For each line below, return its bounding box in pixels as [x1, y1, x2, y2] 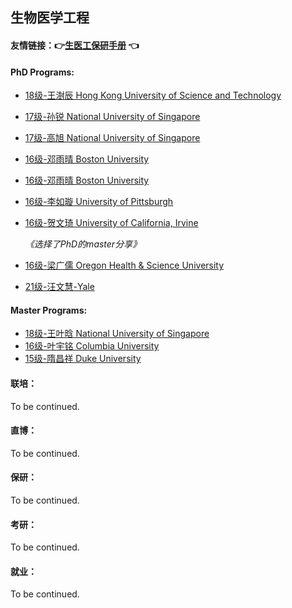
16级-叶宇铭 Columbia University [24, 340, 160, 352]
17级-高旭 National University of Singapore [24, 132, 201, 144]
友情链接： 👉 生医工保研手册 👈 [10, 39, 140, 51]
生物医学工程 [10, 9, 90, 27]
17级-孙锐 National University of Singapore [24, 111, 201, 123]
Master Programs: [10, 304, 88, 316]
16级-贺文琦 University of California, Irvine [24, 217, 199, 229]
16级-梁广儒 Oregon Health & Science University [24, 259, 225, 272]
